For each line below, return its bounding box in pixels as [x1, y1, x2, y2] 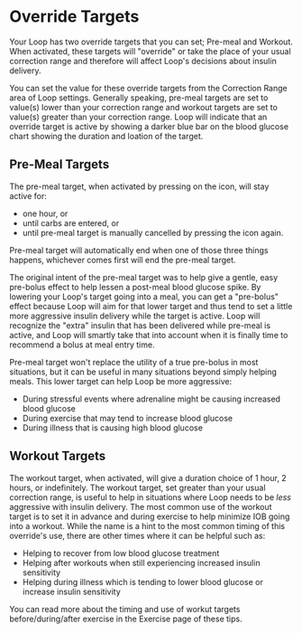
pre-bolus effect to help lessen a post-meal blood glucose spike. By [9, 281, 261, 292]
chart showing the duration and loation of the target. [9, 130, 204, 141]
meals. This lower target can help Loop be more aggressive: [9, 375, 233, 386]
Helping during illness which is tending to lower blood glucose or [22, 576, 263, 587]
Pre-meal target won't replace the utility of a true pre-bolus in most [9, 356, 259, 367]
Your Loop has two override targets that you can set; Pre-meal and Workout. [9, 36, 293, 47]
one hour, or [22, 208, 69, 219]
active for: [9, 190, 47, 201]
